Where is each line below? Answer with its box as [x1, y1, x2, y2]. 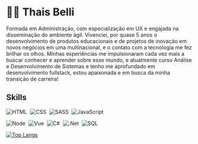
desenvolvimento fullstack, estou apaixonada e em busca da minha [6, 69, 171, 76]
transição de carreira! [6, 75, 59, 82]
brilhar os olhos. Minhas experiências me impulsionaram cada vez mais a [6, 50, 185, 57]
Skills [6, 92, 27, 103]
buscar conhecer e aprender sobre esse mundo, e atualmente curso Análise [6, 56, 192, 63]
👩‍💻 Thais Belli [6, 5, 75, 19]
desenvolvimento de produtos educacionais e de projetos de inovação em [6, 37, 187, 44]
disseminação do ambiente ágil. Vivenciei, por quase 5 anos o [6, 31, 158, 38]
